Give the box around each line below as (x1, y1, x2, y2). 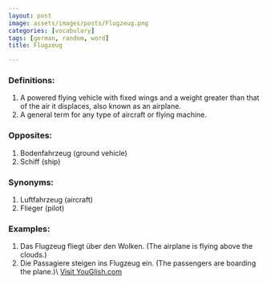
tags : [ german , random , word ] (8, 34, 110, 42)
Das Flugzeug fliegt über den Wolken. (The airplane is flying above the (19, 242, 253, 251)
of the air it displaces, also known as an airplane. (19, 102, 182, 111)
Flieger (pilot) (19, 203, 65, 213)
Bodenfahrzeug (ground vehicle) (19, 148, 128, 158)
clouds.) (19, 250, 47, 260)
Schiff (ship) (19, 157, 61, 166)
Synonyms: (8, 177, 55, 188)
